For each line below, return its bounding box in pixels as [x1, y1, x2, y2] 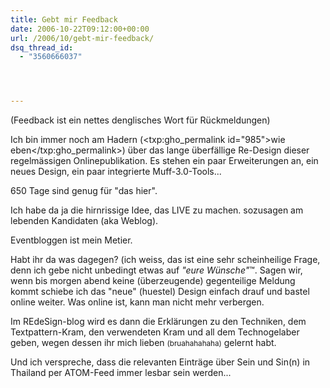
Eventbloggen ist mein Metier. [10, 234, 133, 246]
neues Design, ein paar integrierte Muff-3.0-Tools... [10, 166, 222, 178]
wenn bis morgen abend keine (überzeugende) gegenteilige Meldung [10, 275, 296, 287]
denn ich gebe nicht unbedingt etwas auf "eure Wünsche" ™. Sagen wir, [10, 264, 303, 276]
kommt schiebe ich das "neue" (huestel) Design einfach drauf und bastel [10, 286, 310, 298]
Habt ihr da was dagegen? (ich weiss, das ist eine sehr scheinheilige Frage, [10, 254, 321, 266]
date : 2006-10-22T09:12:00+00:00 [10, 24, 150, 34]
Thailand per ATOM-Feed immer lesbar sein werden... [10, 367, 232, 379]
